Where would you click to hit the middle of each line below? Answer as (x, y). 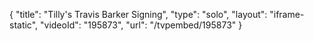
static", (24, 25)
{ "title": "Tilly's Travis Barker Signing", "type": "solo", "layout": (138, 14)
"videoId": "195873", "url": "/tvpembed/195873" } (141, 25)
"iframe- (287, 14)
